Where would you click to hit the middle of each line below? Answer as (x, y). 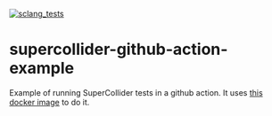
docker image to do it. (49, 102)
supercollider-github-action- (119, 50)
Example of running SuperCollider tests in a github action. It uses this (136, 92)
